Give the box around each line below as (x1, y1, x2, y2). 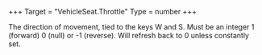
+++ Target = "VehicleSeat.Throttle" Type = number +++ (8, 7, 198, 16)
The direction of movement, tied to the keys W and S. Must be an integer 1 (8, 22, 255, 31)
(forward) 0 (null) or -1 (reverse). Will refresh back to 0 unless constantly (8, 31, 250, 40)
